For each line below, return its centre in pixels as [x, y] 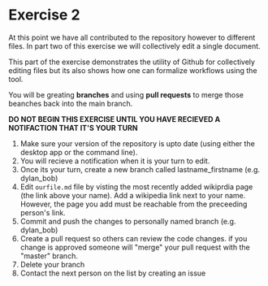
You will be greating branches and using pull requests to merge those [126, 94]
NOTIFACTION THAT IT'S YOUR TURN [73, 128]
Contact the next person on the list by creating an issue [113, 273]
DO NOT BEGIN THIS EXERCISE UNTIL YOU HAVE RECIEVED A [115, 119]
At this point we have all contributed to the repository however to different [132, 37]
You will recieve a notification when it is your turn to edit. [115, 161]
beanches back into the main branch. [71, 103]
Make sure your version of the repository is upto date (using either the [138, 143]
